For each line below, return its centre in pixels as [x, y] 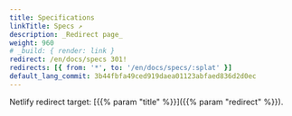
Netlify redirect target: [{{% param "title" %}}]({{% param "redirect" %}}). [146, 102]
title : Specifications [52, 18]
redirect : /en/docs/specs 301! [68, 59]
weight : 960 [32, 43]
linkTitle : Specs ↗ [46, 26]
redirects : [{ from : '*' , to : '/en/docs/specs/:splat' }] [121, 68]
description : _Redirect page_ [66, 34]
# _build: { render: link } [62, 51]
